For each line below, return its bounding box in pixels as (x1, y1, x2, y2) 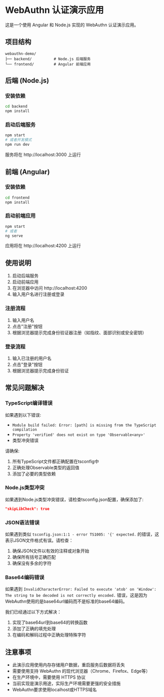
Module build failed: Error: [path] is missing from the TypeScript (12, 423, 157, 428)
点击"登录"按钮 (12, 361, 43, 367)
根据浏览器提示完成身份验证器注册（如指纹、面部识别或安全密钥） (12, 329, 147, 335)
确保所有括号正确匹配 (12, 554, 56, 560)
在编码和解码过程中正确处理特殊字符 (12, 632, 86, 638)
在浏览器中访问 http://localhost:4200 (12, 285, 87, 291)
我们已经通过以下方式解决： (5, 609, 62, 615)
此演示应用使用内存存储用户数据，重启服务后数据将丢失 (12, 662, 125, 668)
